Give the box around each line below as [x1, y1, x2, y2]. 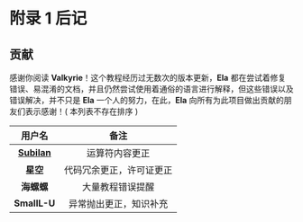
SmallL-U [14, 197, 56, 209]
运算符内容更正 [87, 147, 151, 159]
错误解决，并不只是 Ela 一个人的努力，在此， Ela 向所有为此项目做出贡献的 [9, 95, 284, 105]
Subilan [17, 147, 51, 158]
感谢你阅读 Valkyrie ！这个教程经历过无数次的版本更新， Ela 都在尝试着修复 [9, 73, 287, 83]
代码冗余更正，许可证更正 [64, 164, 173, 176]
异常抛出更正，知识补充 [69, 198, 169, 209]
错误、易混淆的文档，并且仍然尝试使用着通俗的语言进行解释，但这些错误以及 [9, 84, 294, 94]
